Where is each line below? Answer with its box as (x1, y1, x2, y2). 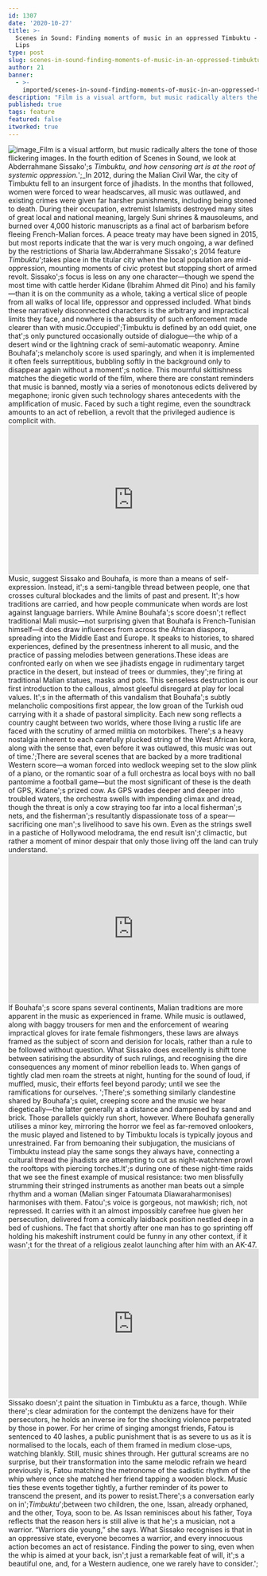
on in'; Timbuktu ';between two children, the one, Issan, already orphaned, (8, 1499, 249, 1509)
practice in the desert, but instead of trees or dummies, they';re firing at (8, 666, 243, 676)
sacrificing (8, 819, 43, 829)
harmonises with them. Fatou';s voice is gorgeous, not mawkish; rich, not (8, 1197, 248, 1207)
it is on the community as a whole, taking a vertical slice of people (31, 289, 248, 298)
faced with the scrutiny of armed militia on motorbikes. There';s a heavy (8, 726, 244, 736)
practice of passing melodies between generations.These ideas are (8, 650, 229, 659)
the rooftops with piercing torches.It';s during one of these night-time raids (8, 1163, 253, 1173)
